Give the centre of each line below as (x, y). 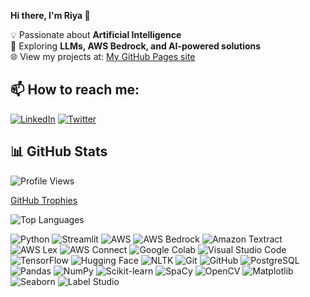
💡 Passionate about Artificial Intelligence (96, 34)
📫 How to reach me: (75, 90)
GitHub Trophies (44, 200)
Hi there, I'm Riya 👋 (50, 15)
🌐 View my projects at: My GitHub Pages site (103, 56)
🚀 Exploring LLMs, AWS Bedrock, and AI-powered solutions (136, 46)
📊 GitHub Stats (59, 151)
